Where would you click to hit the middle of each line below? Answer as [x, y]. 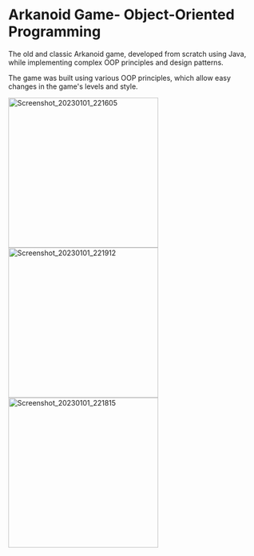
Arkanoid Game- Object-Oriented [121, 15]
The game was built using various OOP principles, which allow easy [120, 78]
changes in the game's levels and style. [73, 86]
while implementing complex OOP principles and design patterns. [116, 62]
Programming [55, 32]
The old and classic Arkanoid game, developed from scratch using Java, [127, 54]
